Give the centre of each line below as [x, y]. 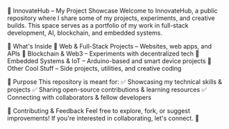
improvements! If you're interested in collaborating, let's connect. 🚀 [103, 118]
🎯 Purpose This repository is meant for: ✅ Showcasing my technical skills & [115, 82]
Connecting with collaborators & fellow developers [79, 97]
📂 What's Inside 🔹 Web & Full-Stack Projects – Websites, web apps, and [110, 46]
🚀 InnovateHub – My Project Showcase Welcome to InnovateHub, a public [113, 11]
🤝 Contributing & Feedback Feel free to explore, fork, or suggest [99, 111]
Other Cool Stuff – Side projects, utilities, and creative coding [94, 68]
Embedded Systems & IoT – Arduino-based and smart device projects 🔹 [109, 61]
